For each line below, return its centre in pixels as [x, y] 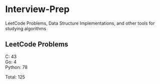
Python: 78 [16, 67]
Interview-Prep [37, 9]
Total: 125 [15, 77]
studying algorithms [26, 28]
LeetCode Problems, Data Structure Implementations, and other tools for [80, 23]
